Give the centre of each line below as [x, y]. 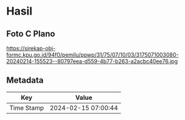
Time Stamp [27, 108]
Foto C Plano [31, 34]
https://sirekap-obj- [31, 48]
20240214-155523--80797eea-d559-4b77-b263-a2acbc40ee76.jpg [92, 61]
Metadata [25, 80]
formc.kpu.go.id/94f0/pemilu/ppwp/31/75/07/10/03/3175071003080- [92, 55]
